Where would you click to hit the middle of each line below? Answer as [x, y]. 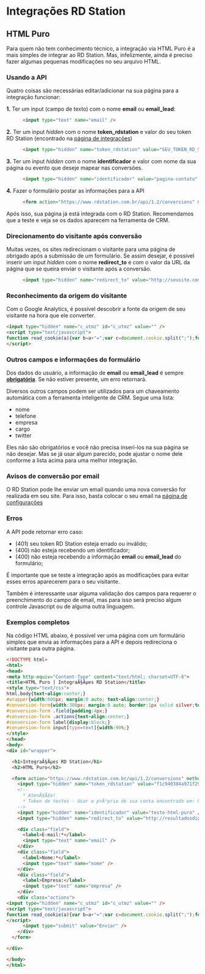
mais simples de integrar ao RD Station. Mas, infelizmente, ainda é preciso [99, 55]
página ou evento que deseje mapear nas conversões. [75, 168]
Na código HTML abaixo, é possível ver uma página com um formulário [96, 635]
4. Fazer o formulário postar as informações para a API [75, 190]
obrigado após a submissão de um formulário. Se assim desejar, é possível [100, 256]
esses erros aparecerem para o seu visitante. [63, 581]
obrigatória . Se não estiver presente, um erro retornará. [77, 379]
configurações [25, 502]
